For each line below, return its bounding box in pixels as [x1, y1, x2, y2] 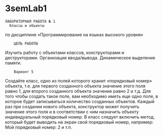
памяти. [5, 60, 22, 66]
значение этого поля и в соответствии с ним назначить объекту [5, 109, 139, 115]
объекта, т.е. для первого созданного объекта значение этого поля [5, 83, 146, 89]
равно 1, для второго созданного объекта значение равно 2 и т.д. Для [5, 88, 151, 94]
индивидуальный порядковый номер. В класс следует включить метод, [5, 114, 155, 119]
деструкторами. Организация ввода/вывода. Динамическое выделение [5, 54, 156, 61]
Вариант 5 [14, 69, 34, 74]
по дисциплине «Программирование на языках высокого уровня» [5, 32, 144, 37]
